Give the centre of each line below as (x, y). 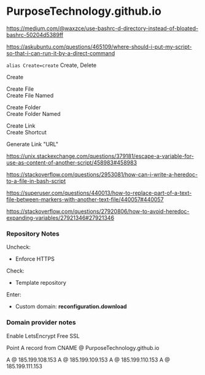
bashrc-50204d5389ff (35, 34)
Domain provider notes (41, 322)
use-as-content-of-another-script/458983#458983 (72, 162)
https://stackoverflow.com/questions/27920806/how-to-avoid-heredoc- (98, 211)
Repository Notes (33, 233)
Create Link (21, 126)
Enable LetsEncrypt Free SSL (43, 336)
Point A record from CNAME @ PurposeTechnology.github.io (83, 347)
